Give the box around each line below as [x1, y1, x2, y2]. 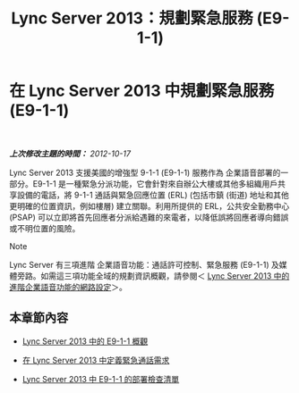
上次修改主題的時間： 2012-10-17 [9, 148, 132, 159]
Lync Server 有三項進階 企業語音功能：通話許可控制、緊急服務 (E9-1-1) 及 [9, 259, 280, 270]
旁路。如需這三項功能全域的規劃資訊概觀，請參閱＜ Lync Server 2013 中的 [16, 270, 290, 281]
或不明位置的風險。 [9, 222, 81, 233]
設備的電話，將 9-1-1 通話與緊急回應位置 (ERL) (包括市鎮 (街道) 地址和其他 [16, 189, 289, 200]
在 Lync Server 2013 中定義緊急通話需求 [21, 355, 170, 365]
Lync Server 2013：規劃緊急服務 [11, 8, 253, 29]
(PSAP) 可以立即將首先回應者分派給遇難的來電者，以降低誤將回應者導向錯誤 [9, 212, 289, 222]
